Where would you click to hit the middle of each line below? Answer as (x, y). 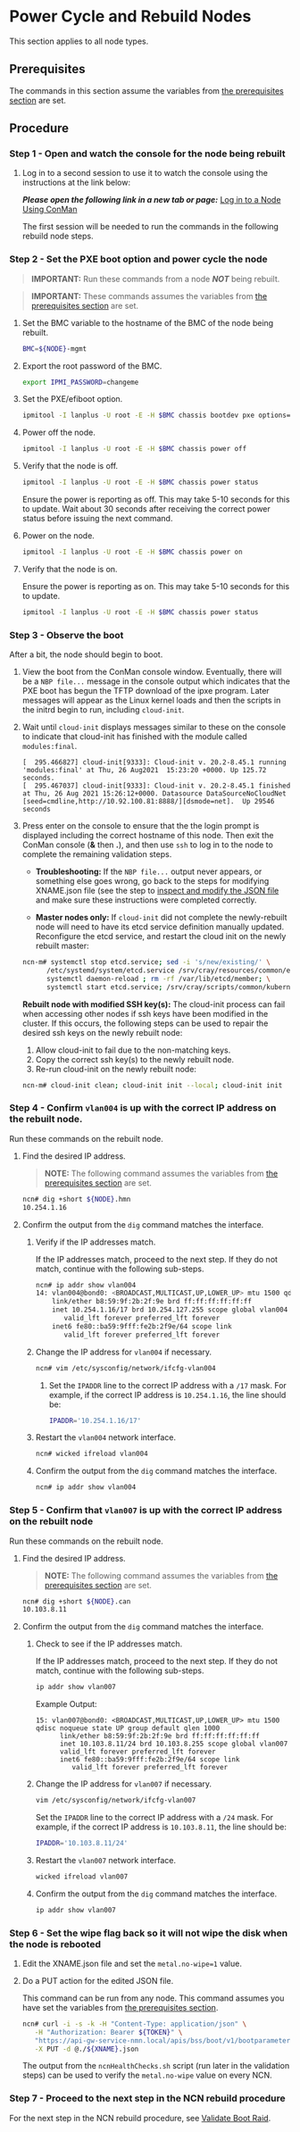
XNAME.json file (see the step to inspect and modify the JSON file (157, 891)
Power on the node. (58, 536)
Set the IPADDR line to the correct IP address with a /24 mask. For (154, 1817)
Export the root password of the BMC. (92, 366)
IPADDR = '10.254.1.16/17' (95, 1420)
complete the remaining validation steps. (97, 854)
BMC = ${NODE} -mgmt (54, 349)
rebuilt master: (62, 946)
